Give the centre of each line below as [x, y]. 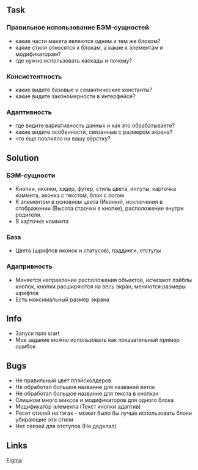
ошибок [25, 347]
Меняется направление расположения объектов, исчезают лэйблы [104, 280]
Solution [23, 158]
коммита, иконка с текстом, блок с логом [70, 195]
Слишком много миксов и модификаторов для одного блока [94, 400]
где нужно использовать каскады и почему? [74, 60]
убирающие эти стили [44, 420]
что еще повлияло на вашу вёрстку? [63, 139]
